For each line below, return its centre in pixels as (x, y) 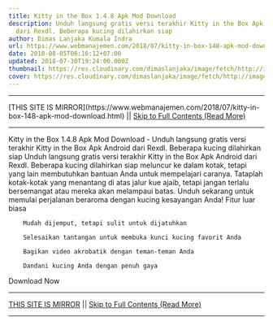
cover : (19, 76)
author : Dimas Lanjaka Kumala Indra (70, 39)
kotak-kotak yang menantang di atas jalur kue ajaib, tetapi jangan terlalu (129, 182)
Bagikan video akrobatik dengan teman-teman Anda (109, 251)
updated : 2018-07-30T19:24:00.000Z (69, 62)
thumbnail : (27, 69)
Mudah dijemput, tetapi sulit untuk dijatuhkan (105, 223)
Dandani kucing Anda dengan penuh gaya (91, 266)
